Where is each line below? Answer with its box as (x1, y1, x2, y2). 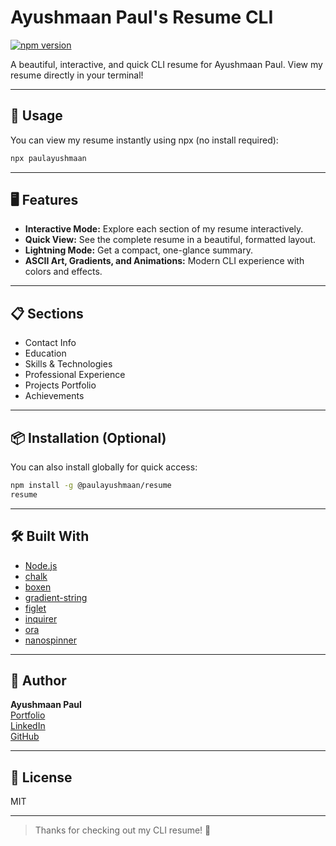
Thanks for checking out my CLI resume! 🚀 (34, 824, 212, 836)
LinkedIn (10, 720, 46, 732)
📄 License (10, 769, 73, 786)
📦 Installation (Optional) (10, 429, 167, 446)
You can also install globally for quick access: (10, 461, 198, 473)
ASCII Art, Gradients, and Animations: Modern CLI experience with (24, 255, 305, 267)
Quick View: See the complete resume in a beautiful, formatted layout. (24, 234, 317, 246)
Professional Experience (24, 369, 126, 381)
